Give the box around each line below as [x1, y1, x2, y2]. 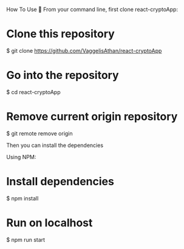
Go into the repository [6, 69, 120, 82]
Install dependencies [6, 175, 114, 188]
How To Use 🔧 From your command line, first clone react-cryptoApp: [6, 6, 178, 13]
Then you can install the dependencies [6, 142, 104, 149]
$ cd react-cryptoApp [6, 88, 61, 95]
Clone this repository [6, 27, 115, 41]
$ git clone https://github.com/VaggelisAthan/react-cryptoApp [6, 47, 162, 54]
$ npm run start [6, 236, 46, 243]
